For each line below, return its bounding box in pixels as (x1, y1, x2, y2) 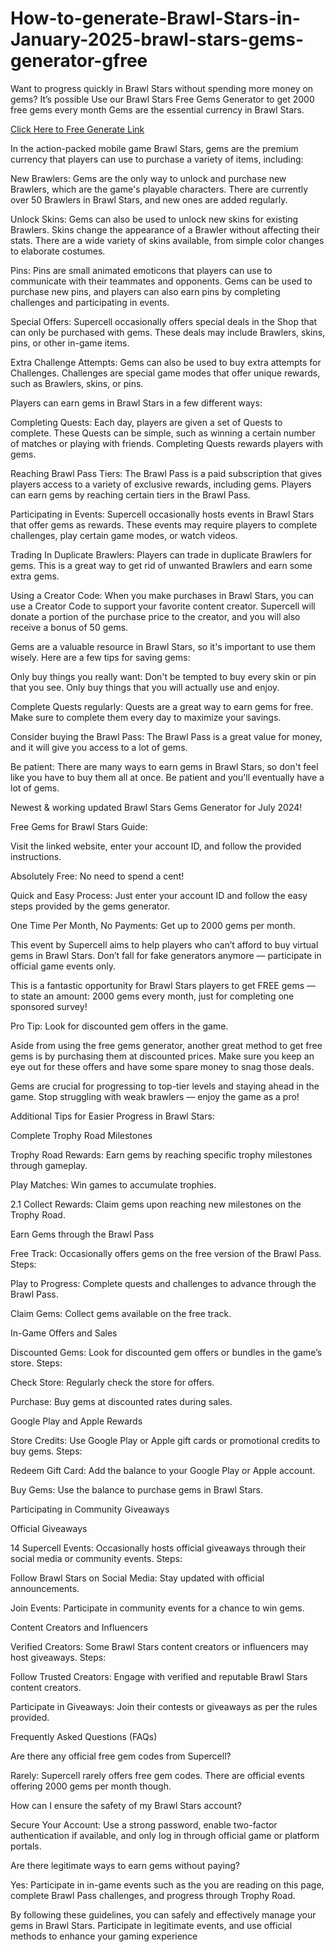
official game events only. (10, 960, 117, 972)
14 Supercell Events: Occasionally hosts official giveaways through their (10, 1542, 307, 1554)
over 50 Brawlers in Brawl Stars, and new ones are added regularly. (10, 193, 288, 206)
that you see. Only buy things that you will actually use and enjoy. (10, 681, 280, 693)
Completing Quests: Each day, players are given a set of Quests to (10, 416, 283, 428)
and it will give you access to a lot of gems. (10, 741, 188, 753)
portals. (10, 1840, 42, 1852)
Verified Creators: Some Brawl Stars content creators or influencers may (10, 1640, 309, 1652)
